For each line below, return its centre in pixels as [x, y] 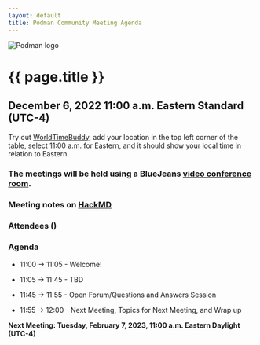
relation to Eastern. [38, 153]
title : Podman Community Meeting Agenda [75, 23]
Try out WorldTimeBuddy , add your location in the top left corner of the [123, 137]
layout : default [35, 15]
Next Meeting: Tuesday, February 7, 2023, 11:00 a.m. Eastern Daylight [125, 325]
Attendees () [33, 226]
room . [20, 184]
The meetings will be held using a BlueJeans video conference [130, 174]
